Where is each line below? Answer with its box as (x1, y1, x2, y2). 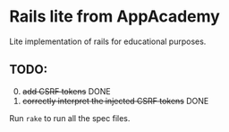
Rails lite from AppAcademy (9, 6, 221, 27)
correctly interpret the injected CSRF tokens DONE (21, 95, 209, 106)
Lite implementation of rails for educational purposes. (9, 36, 207, 47)
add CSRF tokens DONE (21, 85, 111, 96)
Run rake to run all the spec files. (9, 112, 131, 123)
